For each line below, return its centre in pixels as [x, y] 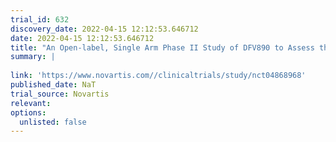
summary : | [33, 57]
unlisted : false [53, 122]
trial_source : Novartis [60, 94]
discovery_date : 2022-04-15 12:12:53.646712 [104, 29]
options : [28, 112]
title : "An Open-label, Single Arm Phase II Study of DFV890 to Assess [162, 47]
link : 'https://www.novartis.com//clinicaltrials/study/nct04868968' [158, 76]
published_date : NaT [53, 85]
